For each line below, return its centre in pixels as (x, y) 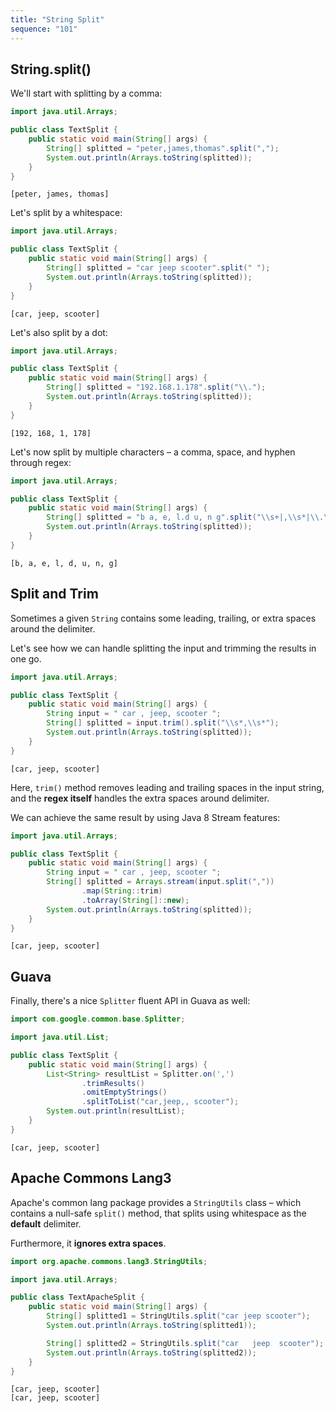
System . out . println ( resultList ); (116, 1111)
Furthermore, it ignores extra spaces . (88, 1243)
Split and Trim (54, 594)
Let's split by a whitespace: (66, 213)
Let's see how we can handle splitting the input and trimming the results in (163, 648)
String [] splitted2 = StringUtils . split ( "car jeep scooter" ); (185, 1343)
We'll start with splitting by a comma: (86, 93)
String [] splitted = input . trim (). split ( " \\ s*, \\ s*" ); (163, 723)
